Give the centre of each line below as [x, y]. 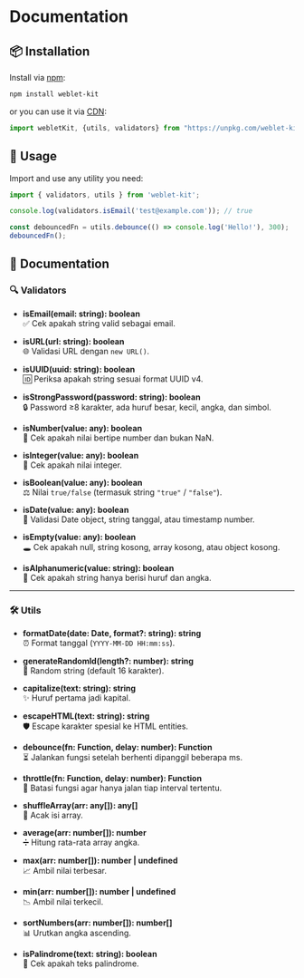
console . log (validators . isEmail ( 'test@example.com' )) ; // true [131, 211]
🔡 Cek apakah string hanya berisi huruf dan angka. [117, 577]
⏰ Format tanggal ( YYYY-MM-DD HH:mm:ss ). [99, 643]
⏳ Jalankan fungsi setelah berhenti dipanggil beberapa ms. [133, 758]
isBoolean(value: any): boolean [82, 482]
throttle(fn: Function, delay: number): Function [112, 779]
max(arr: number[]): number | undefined [100, 861]
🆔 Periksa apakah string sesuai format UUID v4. [113, 379]
